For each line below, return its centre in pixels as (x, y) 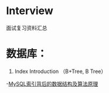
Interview (30, 11)
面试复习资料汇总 (27, 28)
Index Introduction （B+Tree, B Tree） (60, 71)
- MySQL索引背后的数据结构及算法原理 (52, 84)
